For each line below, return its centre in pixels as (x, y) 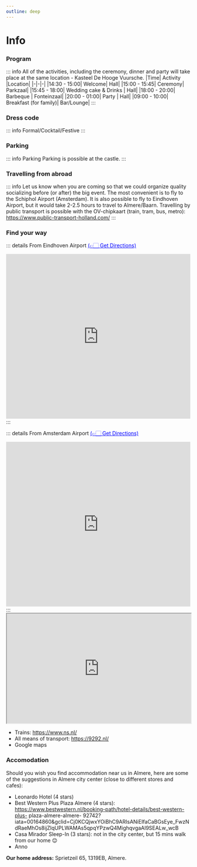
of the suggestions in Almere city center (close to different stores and (90, 779)
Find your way (27, 233)
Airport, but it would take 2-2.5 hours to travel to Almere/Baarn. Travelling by (98, 205)
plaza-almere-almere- (55, 815)
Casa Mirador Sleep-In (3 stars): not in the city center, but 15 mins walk (100, 834)
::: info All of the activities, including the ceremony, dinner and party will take (98, 71)
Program (19, 59)
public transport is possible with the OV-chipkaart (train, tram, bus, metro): (96, 211)
